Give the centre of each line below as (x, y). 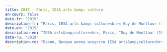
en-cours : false (22, 14)
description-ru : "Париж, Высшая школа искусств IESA (61, 42)
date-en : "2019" (22, 28)
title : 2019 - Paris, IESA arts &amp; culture (54, 10)
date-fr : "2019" (22, 19)
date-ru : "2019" (22, 38)
